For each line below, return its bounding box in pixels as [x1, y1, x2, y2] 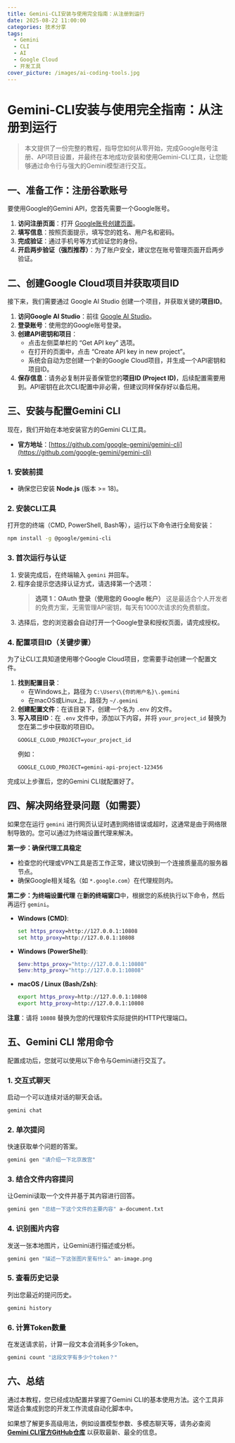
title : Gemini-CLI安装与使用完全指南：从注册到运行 [7, 10, 145, 18]
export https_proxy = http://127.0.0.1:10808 [17, 993, 148, 1001]
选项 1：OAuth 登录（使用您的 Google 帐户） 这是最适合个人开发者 [34, 594, 228, 602]
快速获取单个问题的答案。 [7, 1142, 82, 1151]
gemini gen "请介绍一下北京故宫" [7, 1156, 96, 1163]
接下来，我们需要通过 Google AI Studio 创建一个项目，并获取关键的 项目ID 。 [7, 297, 227, 306]
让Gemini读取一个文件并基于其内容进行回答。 [7, 1191, 139, 1200]
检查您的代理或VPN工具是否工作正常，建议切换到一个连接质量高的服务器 [17, 858, 228, 867]
